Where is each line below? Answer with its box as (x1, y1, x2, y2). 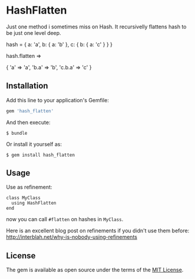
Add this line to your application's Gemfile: (6, 96, 109, 103)
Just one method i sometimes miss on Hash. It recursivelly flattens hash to (6, 23, 187, 30)
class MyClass (6, 195, 41, 201)
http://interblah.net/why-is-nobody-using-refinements (6, 233, 137, 241)
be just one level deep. (6, 29, 61, 36)
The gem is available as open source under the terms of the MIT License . (6, 267, 184, 274)
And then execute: (6, 119, 51, 126)
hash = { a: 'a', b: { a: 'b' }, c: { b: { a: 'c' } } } (6, 41, 113, 48)
